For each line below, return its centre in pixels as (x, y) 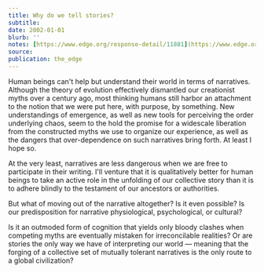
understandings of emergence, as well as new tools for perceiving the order (131, 115)
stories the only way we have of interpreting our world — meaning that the (128, 243)
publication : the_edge (45, 60)
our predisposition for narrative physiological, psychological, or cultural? (125, 212)
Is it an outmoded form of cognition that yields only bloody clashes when (126, 227)
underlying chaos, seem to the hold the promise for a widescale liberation (127, 123)
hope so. (22, 148)
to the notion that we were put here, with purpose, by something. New (121, 106)
